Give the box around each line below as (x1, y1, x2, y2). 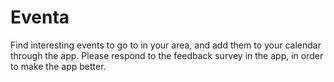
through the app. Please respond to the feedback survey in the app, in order (10, 49, 324, 61)
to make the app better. (10, 60, 107, 72)
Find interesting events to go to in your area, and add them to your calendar (10, 39, 322, 51)
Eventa (10, 6, 70, 29)
